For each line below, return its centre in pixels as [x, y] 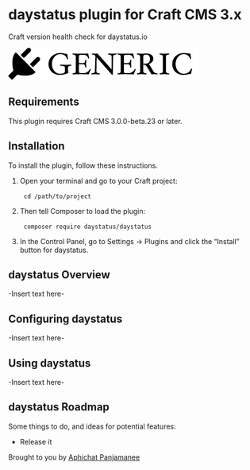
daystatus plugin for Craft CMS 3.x [125, 15]
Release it [36, 441]
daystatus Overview [60, 275]
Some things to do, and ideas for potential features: [92, 426]
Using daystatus [50, 363]
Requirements [44, 102]
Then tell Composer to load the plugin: [82, 211]
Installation [37, 146]
